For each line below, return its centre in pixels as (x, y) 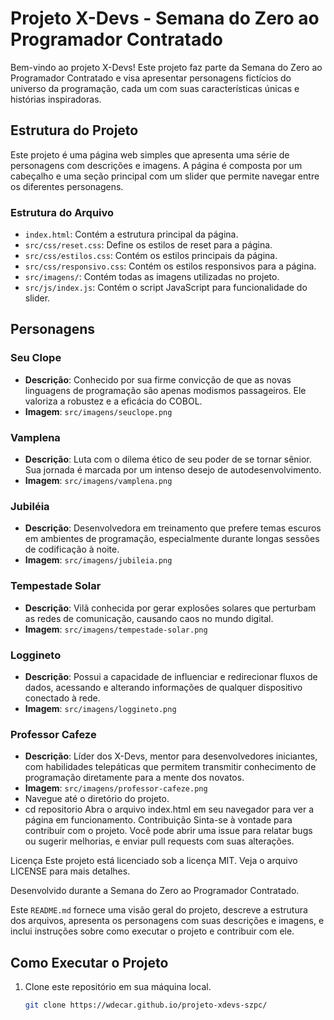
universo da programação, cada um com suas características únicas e (155, 88)
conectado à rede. (62, 698)
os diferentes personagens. (67, 186)
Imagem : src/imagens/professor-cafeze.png (116, 788)
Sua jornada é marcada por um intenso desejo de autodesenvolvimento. (173, 470)
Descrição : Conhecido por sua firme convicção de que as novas (158, 379)
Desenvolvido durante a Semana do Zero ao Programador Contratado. (155, 891)
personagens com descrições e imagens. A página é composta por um (156, 165)
